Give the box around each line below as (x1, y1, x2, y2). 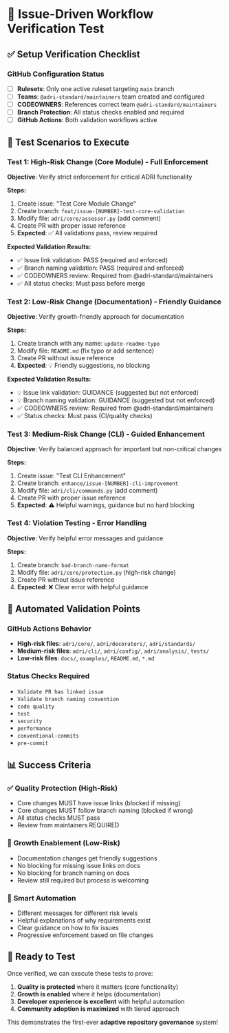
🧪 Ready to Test (7, 951, 76, 963)
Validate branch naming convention (17, 696, 120, 702)
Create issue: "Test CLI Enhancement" (17, 472, 126, 480)
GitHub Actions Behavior (7, 624, 91, 633)
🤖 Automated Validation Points (7, 603, 141, 615)
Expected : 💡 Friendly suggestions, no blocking (17, 362, 150, 370)
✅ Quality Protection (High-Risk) (7, 783, 118, 793)
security (17, 718, 43, 725)
